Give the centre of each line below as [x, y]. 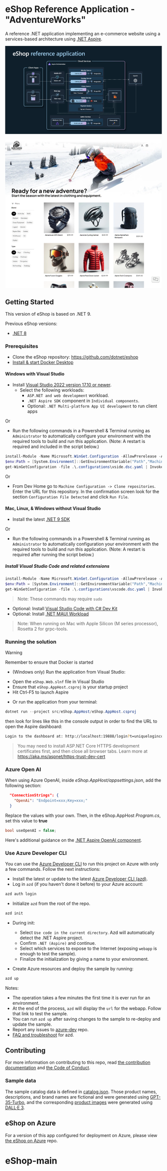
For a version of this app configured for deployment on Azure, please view [81, 1135]
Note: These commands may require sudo [60, 599]
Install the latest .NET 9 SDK [41, 519]
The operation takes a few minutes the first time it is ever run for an [81, 998]
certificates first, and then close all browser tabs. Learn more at [82, 751]
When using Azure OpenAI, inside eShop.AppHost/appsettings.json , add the [83, 781]
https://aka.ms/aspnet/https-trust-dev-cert [61, 756]
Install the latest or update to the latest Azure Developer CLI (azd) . [80, 879]
